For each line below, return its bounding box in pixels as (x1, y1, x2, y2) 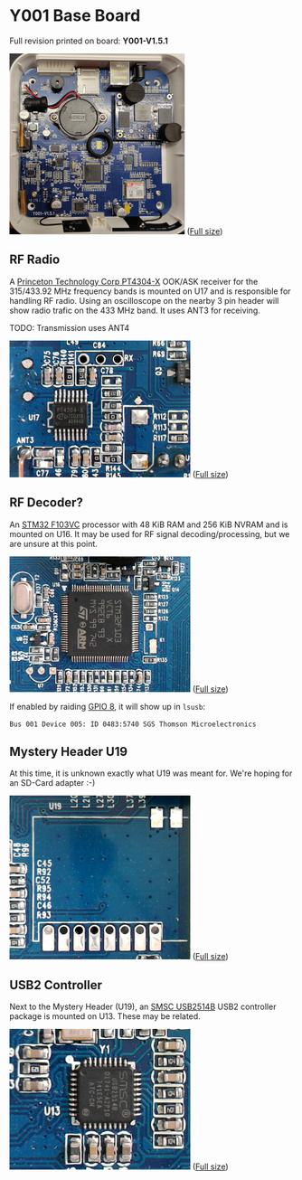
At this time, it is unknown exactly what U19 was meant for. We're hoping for (9, 768, 293, 779)
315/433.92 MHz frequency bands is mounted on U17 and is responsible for (9, 286, 291, 297)
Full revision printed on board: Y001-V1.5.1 (9, 35, 169, 46)
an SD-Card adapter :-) (9, 778, 96, 788)
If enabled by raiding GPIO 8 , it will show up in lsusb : (9, 701, 206, 712)
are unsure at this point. (9, 538, 98, 549)
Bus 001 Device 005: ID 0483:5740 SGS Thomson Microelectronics (9, 720, 257, 729)
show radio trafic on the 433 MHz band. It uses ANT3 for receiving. (9, 305, 260, 316)
